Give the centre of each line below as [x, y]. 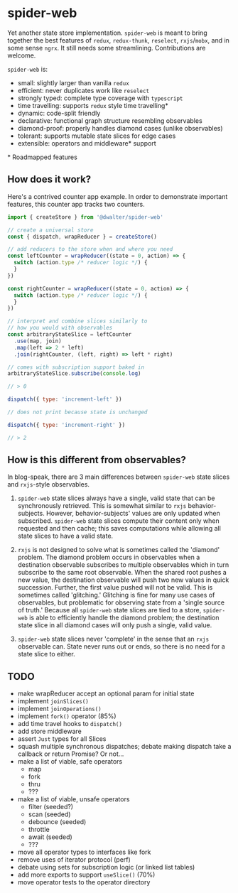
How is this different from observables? [97, 460]
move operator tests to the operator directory [84, 882]
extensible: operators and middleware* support [87, 143]
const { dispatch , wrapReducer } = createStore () [82, 237]
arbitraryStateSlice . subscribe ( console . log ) [74, 374]
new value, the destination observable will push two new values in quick [123, 580]
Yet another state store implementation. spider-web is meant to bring [107, 33]
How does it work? [49, 179]
